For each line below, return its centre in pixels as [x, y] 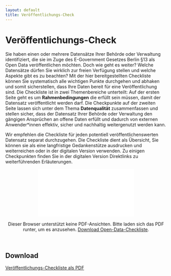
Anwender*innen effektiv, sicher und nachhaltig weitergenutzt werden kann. [86, 125]
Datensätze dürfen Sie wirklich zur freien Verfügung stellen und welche [81, 71]
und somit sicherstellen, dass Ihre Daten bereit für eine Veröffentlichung [81, 87]
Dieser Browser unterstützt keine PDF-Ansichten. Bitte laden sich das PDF [86, 224]
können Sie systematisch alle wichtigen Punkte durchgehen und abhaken [82, 81]
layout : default [23, 10]
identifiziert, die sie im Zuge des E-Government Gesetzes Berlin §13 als [80, 60]
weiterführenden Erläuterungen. [39, 162]
